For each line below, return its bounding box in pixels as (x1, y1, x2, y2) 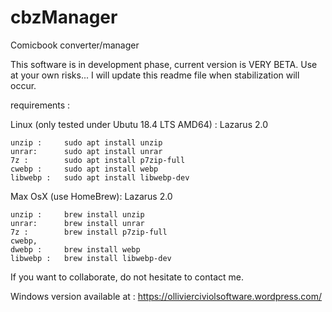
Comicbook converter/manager (10, 39, 140, 51)
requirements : (10, 99, 71, 111)
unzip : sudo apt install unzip (10, 137, 163, 148)
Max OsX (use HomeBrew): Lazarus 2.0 (10, 190, 173, 202)
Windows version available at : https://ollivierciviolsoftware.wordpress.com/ (10, 290, 323, 302)
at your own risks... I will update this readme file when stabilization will (10, 69, 300, 81)
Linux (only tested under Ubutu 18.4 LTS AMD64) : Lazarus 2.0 (10, 118, 269, 130)
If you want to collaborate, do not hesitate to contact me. (10, 271, 244, 283)
